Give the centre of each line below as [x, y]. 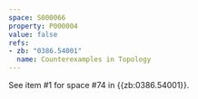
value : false [33, 34]
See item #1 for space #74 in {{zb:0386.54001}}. [99, 85]
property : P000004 [43, 26]
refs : [19, 43]
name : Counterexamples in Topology [84, 59]
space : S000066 [37, 18]
